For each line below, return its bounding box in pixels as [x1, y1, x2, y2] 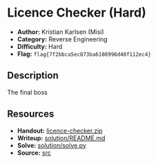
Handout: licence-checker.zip [17, 126, 103, 135]
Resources [7, 108, 55, 120]
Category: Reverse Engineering [17, 35, 108, 43]
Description [7, 70, 59, 81]
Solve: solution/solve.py [17, 141, 86, 149]
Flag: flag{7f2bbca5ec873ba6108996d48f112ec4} [17, 50, 152, 58]
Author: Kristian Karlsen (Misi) [17, 28, 105, 36]
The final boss [7, 88, 48, 96]
